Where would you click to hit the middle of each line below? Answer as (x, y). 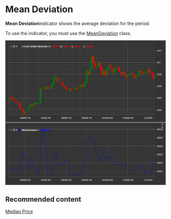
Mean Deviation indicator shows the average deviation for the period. (78, 23)
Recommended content (43, 199)
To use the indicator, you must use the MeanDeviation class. (68, 33)
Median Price (19, 211)
